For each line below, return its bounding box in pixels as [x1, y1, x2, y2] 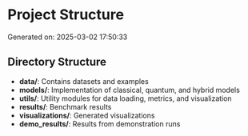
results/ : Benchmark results [18, 102, 112, 111]
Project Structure [7, 6, 125, 24]
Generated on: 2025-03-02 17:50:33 [7, 32, 128, 42]
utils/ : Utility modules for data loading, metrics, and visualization [18, 94, 233, 103]
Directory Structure [7, 55, 107, 69]
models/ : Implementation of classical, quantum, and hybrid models [18, 85, 241, 94]
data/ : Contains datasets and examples [18, 76, 149, 86]
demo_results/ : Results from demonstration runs [18, 118, 181, 129]
